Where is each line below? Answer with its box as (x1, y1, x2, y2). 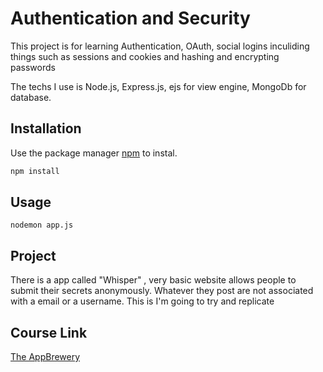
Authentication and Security (10, 7, 251, 30)
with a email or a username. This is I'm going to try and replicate (10, 295, 275, 307)
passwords (10, 61, 56, 73)
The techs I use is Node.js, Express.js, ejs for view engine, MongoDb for (10, 80, 307, 92)
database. (10, 91, 52, 103)
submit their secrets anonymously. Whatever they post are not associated (10, 285, 314, 297)
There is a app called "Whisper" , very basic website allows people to (10, 274, 297, 286)
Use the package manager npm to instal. (10, 147, 178, 159)
